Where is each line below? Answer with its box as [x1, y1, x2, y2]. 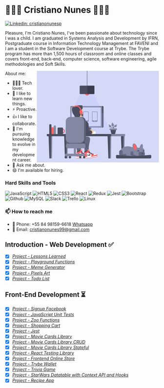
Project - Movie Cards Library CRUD [12, 339, 85, 345]
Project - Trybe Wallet [12, 361, 57, 367]
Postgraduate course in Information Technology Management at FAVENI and [5, 40, 159, 46]
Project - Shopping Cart [12, 322, 61, 328]
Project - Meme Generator [12, 265, 65, 270]
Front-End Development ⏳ [5, 290, 86, 299]
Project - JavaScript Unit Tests [12, 311, 74, 317]
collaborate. [12, 121, 37, 126]
